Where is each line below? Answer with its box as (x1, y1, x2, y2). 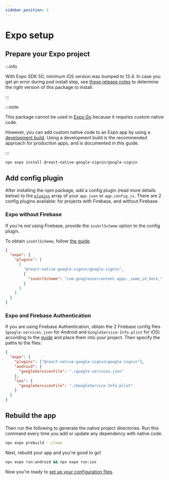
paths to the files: (5, 340, 42, 346)
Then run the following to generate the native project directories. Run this (5, 425, 159, 431)
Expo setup (5, 29, 54, 41)
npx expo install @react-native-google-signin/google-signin (5, 159, 138, 165)
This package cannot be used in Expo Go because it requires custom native (5, 113, 164, 120)
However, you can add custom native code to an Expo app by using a (5, 129, 151, 135)
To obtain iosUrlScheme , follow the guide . (5, 238, 91, 244)
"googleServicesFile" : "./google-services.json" (18, 369, 124, 374)
